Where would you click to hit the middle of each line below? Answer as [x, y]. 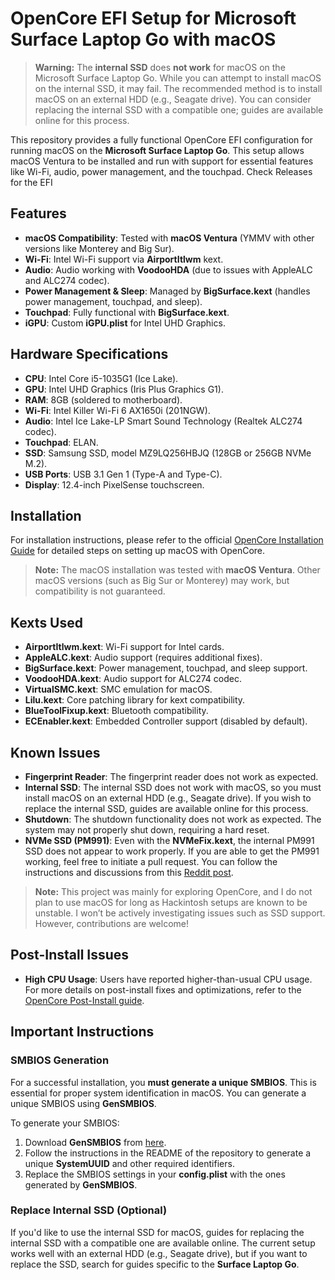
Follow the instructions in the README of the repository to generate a [168, 1153]
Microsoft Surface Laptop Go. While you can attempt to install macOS [178, 78]
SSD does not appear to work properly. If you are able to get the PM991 [172, 851]
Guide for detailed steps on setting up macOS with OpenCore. [138, 551]
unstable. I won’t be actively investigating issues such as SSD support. [180, 913]
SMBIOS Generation [60, 1060]
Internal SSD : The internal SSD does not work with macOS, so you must [173, 787]
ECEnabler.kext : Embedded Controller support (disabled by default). [166, 721]
